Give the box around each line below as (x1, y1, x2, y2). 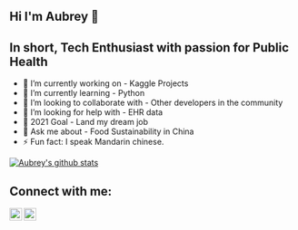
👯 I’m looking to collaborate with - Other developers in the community (22, 97, 283, 109)
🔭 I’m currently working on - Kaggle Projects (22, 78, 189, 89)
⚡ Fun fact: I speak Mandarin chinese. (22, 137, 164, 148)
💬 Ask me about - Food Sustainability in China (22, 126, 194, 137)
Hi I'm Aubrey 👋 (9, 9, 100, 24)
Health (9, 53, 48, 69)
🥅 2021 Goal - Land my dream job (22, 117, 148, 128)
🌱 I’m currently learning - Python (22, 88, 145, 99)
